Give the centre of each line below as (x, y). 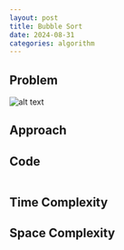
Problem (34, 80)
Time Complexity (59, 202)
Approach (38, 130)
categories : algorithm (52, 43)
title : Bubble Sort (46, 26)
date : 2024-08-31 (42, 35)
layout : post (34, 18)
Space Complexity (62, 233)
